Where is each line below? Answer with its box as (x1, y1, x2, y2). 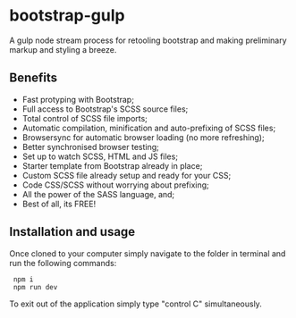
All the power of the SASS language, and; (21, 188, 175, 199)
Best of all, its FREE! (21, 198, 97, 209)
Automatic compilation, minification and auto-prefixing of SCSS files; (21, 122, 276, 133)
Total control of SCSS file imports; (21, 113, 148, 123)
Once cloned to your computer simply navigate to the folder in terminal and (9, 247, 286, 259)
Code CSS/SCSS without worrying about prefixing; (21, 180, 210, 190)
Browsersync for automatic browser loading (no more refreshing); (21, 131, 266, 143)
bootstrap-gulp (9, 5, 125, 26)
